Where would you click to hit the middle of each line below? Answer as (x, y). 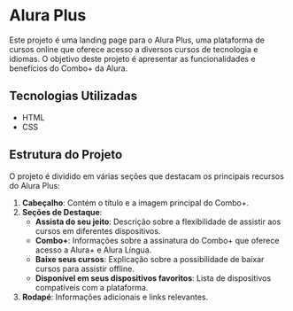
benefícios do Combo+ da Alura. (69, 68)
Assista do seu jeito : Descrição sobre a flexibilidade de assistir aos (158, 222)
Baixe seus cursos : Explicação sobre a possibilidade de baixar (150, 259)
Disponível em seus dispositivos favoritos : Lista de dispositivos (153, 278)
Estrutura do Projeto (66, 155)
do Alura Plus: (35, 185)
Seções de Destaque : (62, 212)
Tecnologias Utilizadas (73, 96)
